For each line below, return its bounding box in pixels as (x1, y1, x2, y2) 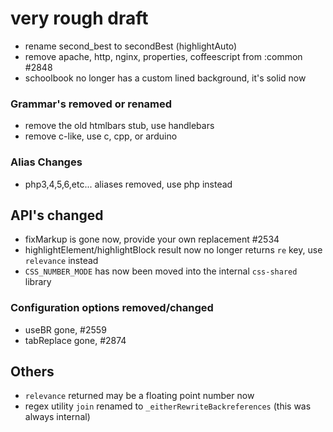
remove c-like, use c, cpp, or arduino (24, 130, 178, 142)
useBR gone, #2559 (24, 323, 107, 336)
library (24, 276, 52, 288)
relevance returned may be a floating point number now (24, 390, 255, 402)
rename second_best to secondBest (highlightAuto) (24, 40, 238, 52)
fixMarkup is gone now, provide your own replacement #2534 (24, 233, 280, 246)
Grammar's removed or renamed (10, 97, 173, 111)
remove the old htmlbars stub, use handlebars (24, 120, 215, 132)
